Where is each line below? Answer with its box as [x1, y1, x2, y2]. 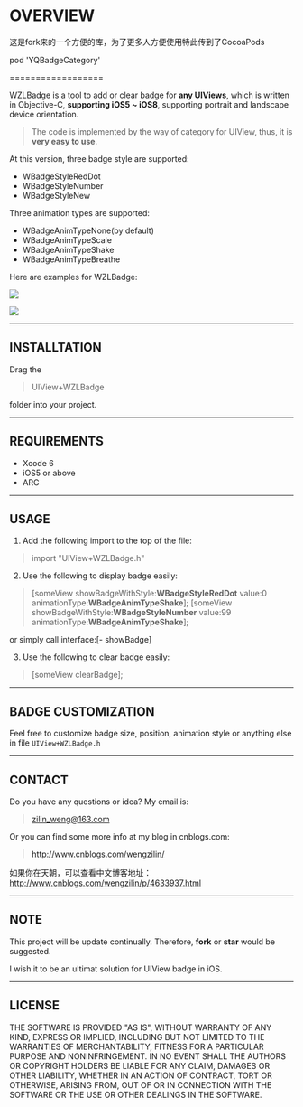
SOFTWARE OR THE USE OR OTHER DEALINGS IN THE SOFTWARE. [9, 1089, 262, 1100]
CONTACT [9, 772, 69, 787]
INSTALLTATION [9, 340, 102, 355]
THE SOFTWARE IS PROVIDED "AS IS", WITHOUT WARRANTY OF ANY [9, 1022, 272, 1033]
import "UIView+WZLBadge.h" [31, 553, 145, 564]
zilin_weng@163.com [31, 814, 110, 824]
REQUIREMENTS [9, 434, 104, 449]
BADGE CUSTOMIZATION [9, 704, 155, 719]
